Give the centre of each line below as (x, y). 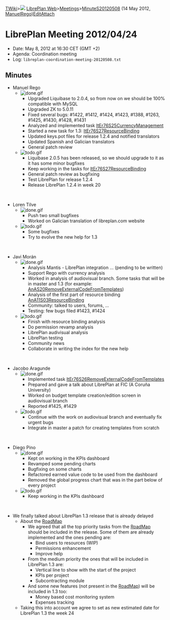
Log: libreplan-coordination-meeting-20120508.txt (67, 59)
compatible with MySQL (53, 104)
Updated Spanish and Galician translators (71, 141)
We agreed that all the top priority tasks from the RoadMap (89, 526)
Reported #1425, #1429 (52, 406)
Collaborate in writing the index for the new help (78, 348)
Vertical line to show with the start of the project (86, 570)
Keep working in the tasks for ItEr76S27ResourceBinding (87, 168)
